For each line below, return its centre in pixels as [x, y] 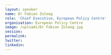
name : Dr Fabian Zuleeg [29, 14]
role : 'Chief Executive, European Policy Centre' [56, 18]
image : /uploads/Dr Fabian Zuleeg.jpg [44, 27]
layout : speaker [21, 9]
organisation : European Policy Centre [44, 23]
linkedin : [15, 45]
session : [14, 32]
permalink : [16, 36]
